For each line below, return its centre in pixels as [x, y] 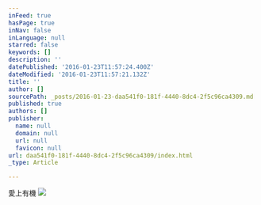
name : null [33, 126]
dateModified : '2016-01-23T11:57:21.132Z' [79, 74]
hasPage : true [32, 23]
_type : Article [33, 163]
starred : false [33, 45]
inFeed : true [30, 15]
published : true [35, 104]
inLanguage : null [37, 38]
